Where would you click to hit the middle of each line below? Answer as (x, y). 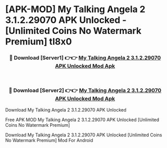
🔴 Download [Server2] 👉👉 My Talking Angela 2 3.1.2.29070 (85, 91)
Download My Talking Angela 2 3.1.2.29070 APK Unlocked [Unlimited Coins (84, 135)
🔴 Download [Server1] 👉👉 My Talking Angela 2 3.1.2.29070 (85, 58)
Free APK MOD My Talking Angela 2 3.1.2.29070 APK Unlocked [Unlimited (82, 120)
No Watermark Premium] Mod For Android (49, 140)
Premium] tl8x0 (39, 42)
